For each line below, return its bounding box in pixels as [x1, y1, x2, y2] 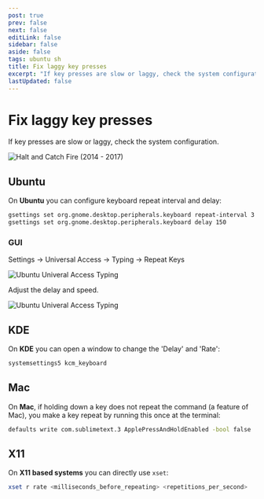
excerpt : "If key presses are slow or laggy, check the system [8, 70, 220, 78]
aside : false [8, 48, 51, 56]
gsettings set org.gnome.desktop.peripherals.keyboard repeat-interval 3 [8, 211, 255, 219]
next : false [8, 26, 47, 34]
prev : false [8, 19, 47, 27]
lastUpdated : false [8, 77, 72, 85]
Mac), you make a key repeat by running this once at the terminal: [8, 410, 221, 420]
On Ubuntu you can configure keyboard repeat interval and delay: [8, 196, 222, 205]
